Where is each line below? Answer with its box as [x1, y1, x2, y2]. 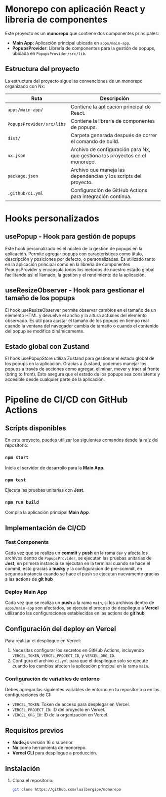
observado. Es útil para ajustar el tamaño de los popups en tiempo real [5, 318, 149, 324]
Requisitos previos [5, 726, 64, 735]
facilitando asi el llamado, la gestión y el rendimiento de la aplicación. [5, 272, 146, 278]
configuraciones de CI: [5, 692, 52, 698]
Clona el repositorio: [12, 777, 54, 783]
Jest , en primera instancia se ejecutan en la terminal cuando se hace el [5, 560, 151, 566]
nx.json [7, 152, 26, 158]
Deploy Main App [5, 588, 47, 595]
